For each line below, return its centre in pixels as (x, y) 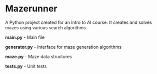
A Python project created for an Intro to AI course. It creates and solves (79, 22)
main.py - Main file (25, 37)
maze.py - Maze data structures (38, 56)
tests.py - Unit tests (26, 66)
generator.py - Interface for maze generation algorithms (63, 47)
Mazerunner (31, 9)
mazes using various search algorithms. (46, 27)
